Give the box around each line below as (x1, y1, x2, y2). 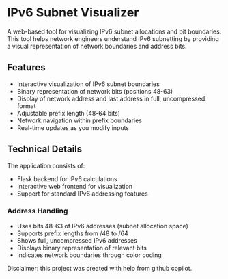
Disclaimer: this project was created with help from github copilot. (7, 264, 193, 272)
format (16, 101, 36, 110)
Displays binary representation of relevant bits (16, 243, 147, 252)
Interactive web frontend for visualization (16, 182, 133, 190)
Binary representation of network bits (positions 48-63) (16, 87, 173, 95)
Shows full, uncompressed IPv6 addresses (16, 236, 138, 244)
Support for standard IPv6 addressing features (16, 189, 148, 198)
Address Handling (7, 207, 68, 216)
